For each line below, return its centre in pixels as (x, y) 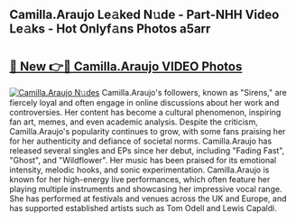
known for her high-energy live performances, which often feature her (140, 179)
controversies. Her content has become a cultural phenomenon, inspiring (145, 112)
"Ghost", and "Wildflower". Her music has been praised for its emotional (143, 160)
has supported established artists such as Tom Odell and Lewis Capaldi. (143, 208)
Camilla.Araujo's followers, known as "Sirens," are (194, 92)
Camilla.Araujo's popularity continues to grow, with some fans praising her (148, 131)
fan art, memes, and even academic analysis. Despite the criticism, (134, 122)
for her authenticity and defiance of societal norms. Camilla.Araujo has (141, 141)
